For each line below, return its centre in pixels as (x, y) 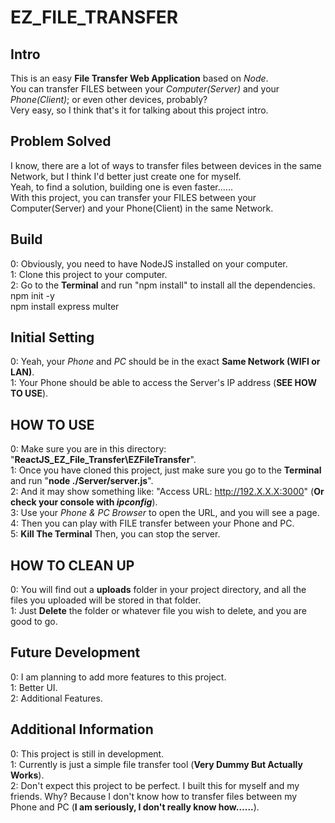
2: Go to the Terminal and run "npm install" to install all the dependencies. (163, 285)
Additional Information (82, 729)
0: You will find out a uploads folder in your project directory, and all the (158, 590)
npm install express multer (65, 306)
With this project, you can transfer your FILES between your (133, 197)
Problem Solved (61, 141)
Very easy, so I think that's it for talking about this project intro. (139, 110)
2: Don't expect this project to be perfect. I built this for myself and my (155, 785)
